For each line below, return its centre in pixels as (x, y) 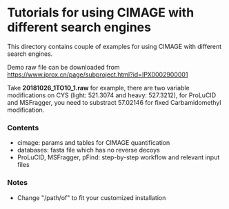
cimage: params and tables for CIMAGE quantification (93, 143)
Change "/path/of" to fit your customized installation (91, 197)
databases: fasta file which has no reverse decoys (88, 150)
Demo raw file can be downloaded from (63, 67)
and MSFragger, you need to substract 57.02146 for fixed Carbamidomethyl (114, 102)
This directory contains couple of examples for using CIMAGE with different (114, 46)
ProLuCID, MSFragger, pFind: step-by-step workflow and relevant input (118, 157)
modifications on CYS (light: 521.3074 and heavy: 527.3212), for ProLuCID (111, 95)
